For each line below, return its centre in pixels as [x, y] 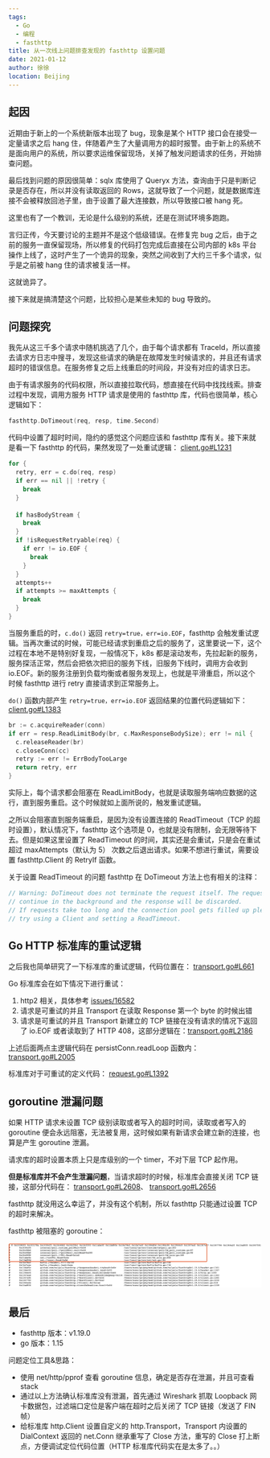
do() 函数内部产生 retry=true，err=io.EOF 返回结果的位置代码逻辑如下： [128, 700]
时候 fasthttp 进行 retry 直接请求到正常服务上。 [86, 683]
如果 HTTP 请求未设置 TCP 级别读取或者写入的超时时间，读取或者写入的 [127, 1122]
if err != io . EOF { [55, 549]
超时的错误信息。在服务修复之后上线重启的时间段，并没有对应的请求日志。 [131, 368]
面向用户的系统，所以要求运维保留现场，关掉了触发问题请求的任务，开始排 [138, 153]
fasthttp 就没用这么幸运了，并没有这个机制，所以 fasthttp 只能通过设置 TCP [133, 1204]
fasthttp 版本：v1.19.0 [55, 1333]
